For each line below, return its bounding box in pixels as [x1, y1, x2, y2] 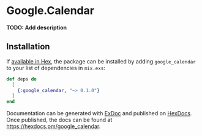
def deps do [6, 76, 37, 82]
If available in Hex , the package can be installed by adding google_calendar [6, 57, 196, 65]
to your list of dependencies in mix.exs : [6, 64, 105, 71]
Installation [6, 41, 50, 52]
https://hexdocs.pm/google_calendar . [6, 123, 101, 130]
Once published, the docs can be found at [6, 116, 113, 124]
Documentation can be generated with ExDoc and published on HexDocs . [6, 110, 192, 117]
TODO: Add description [6, 24, 67, 31]
